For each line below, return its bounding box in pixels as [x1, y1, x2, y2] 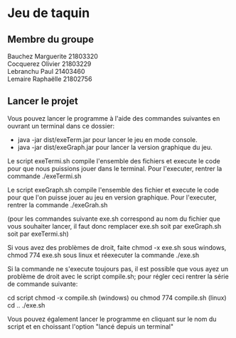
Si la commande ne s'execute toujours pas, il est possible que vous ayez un [7, 264, 229, 273]
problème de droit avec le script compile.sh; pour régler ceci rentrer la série [7, 272, 229, 280]
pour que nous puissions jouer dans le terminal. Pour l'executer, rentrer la [7, 164, 222, 173]
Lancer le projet [7, 95, 78, 107]
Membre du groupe [7, 33, 95, 45]
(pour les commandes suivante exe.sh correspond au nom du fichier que [7, 214, 220, 223]
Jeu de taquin [7, 5, 90, 21]
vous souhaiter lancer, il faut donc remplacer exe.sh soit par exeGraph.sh [7, 222, 222, 230]
